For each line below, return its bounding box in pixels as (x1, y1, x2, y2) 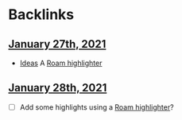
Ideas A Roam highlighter (19, 58, 103, 68)
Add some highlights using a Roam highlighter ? (19, 102, 174, 112)
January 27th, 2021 (8, 37, 106, 51)
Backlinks (8, 6, 75, 24)
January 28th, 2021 (8, 81, 107, 95)
